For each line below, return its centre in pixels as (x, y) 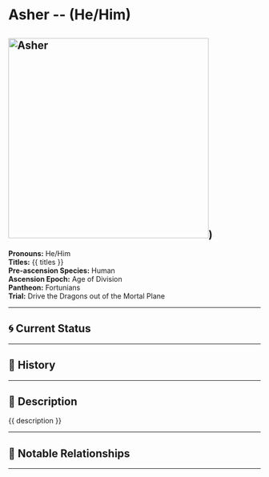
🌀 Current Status (50, 329)
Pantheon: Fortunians (44, 287)
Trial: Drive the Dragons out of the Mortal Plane (87, 296)
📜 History (32, 365)
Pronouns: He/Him (39, 253)
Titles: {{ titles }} (36, 262)
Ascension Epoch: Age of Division (65, 279)
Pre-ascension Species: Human (62, 271)
